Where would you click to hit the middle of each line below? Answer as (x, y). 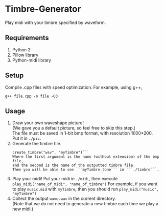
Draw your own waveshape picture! (48, 123)
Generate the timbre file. (37, 144)
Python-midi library (32, 60)
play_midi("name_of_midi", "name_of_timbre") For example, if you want (85, 184)
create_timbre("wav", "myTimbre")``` (51, 152)
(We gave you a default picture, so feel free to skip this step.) (74, 128)
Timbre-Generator (43, 9)
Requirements (27, 38)
